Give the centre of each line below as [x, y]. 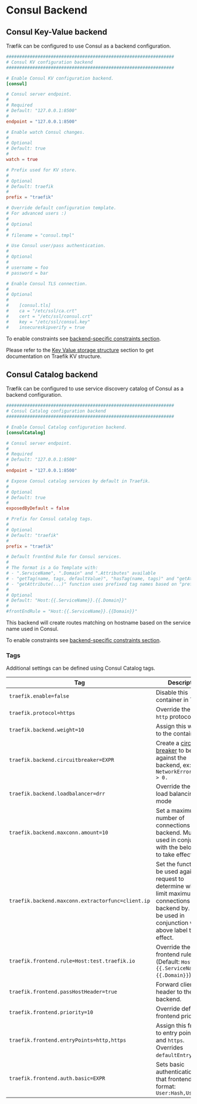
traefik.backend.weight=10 [47, 730]
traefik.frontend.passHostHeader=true [63, 992]
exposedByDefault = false [38, 508]
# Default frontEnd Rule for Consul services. [64, 557]
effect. [165, 938]
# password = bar [27, 273]
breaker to [170, 751]
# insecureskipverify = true [45, 327]
